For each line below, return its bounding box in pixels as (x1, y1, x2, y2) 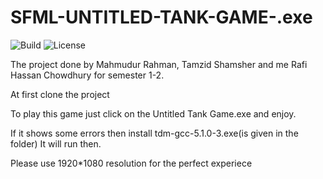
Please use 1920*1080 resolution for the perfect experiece (10, 157, 253, 169)
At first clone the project (10, 88, 110, 100)
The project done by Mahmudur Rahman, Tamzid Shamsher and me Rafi (10, 58, 308, 70)
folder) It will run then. (10, 137, 102, 150)
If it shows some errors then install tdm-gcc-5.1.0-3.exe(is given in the (10, 127, 299, 139)
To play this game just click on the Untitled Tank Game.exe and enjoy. (10, 107, 297, 120)
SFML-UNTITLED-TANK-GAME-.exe (10, 6, 313, 29)
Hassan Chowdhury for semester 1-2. (10, 69, 165, 81)
